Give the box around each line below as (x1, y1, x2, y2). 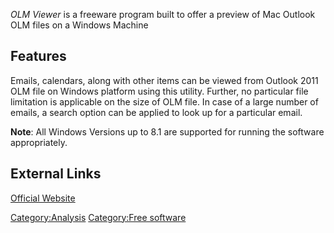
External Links (10, 165, 102, 183)
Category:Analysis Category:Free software (10, 211, 187, 223)
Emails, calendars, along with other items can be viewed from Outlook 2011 (10, 74, 319, 86)
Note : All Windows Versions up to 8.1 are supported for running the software (10, 125, 325, 138)
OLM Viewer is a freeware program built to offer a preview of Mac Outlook (10, 9, 316, 20)
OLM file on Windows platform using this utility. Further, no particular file (10, 85, 309, 97)
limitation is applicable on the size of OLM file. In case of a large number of (10, 95, 319, 108)
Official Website (10, 192, 76, 204)
